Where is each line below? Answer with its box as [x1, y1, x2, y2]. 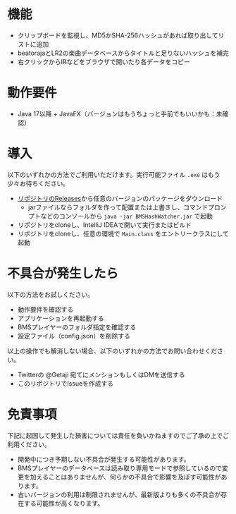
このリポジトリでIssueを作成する [17, 379, 114, 388]
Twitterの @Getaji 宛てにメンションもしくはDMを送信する [17, 370, 185, 379]
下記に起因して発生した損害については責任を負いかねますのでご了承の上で [7, 431, 223, 439]
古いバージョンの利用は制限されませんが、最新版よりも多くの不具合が [17, 490, 221, 498]
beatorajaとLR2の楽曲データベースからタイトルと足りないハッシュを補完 [17, 49, 229, 57]
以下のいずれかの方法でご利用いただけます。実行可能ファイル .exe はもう [7, 170, 221, 178]
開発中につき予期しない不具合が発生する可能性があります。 [17, 455, 190, 463]
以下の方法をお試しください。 [7, 290, 94, 298]
